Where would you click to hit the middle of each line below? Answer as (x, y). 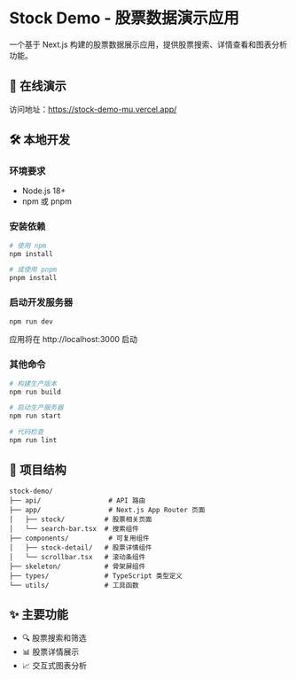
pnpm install (33, 278)
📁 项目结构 (38, 470)
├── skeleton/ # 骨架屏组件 (78, 566)
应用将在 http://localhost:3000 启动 (73, 339)
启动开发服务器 (41, 302)
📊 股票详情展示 (51, 652)
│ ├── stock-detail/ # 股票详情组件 (81, 547)
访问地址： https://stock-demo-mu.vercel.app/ (93, 109)
